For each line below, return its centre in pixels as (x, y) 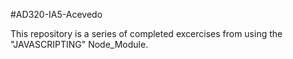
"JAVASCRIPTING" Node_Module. (79, 44)
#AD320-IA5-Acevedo (56, 14)
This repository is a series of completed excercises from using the (146, 33)
